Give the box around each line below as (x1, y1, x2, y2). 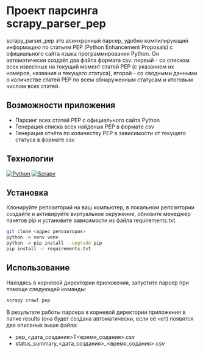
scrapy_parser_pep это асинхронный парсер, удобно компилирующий (6, 37, 189, 44)
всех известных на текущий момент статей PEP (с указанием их (6, 62, 175, 70)
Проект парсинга (6, 4, 99, 18)
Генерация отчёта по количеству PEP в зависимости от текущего (15, 129, 187, 136)
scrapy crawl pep (6, 297, 51, 303)
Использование (6, 262, 70, 273)
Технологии (6, 154, 54, 164)
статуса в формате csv (15, 136, 75, 143)
